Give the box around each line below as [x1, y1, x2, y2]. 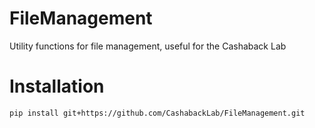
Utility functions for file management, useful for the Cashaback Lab [9, 40, 287, 52]
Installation [9, 75, 105, 98]
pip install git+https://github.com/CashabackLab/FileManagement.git [9, 108, 306, 118]
